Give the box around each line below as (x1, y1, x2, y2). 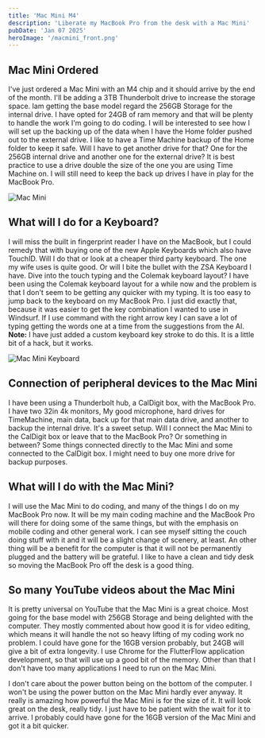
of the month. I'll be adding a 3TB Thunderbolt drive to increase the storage (8, 93, 255, 103)
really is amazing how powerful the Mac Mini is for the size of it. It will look (8, 696, 252, 705)
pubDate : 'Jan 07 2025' (8, 26, 87, 34)
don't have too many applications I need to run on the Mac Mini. (8, 663, 217, 673)
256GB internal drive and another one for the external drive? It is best (8, 152, 236, 161)
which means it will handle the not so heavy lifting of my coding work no (8, 630, 244, 639)
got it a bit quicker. (8, 721, 69, 731)
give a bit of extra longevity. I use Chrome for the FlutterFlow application (8, 647, 245, 656)
